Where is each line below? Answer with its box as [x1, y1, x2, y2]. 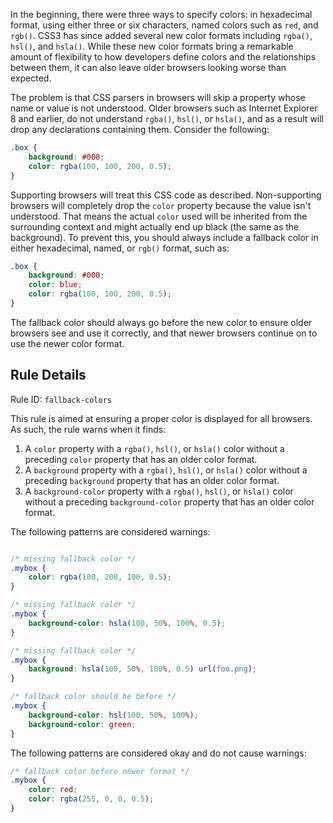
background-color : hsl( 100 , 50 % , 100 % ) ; [28, 710, 199, 720]
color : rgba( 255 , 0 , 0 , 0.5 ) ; [28, 794, 155, 804]
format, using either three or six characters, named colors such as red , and [10, 19, 319, 31]
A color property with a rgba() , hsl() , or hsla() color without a [24, 442, 285, 454]
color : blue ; [28, 280, 83, 290]
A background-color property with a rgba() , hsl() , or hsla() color [24, 485, 294, 497]
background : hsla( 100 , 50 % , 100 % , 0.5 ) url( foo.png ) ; [28, 664, 257, 674]
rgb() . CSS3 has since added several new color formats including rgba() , [10, 30, 313, 41]
